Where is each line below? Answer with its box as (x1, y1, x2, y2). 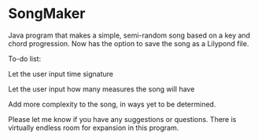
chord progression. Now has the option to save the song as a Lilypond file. (8, 38, 249, 48)
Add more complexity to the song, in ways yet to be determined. (8, 99, 216, 109)
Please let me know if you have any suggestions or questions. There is (8, 114, 237, 124)
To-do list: (8, 54, 42, 63)
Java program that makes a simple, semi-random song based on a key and (8, 31, 250, 40)
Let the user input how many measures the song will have (8, 84, 195, 94)
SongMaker (8, 5, 86, 23)
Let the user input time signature (8, 69, 114, 78)
